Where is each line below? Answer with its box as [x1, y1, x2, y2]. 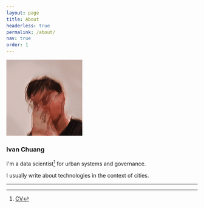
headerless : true [6, 23, 50, 29]
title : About [6, 16, 39, 23]
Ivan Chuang [6, 145, 45, 153]
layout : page [6, 10, 39, 16]
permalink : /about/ [6, 29, 56, 35]
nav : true [6, 35, 32, 42]
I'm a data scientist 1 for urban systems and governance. [6, 159, 146, 167]
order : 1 [6, 42, 29, 48]
